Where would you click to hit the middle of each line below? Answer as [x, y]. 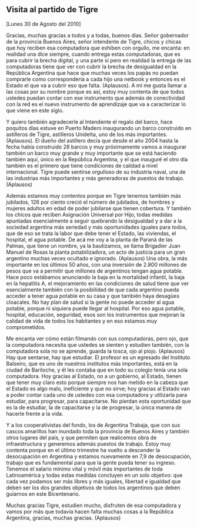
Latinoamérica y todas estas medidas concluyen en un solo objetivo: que [94, 475]
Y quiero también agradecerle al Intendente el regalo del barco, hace [89, 122]
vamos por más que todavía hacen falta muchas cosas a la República [90, 511]
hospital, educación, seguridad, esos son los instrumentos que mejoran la [96, 314]
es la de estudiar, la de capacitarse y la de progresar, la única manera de [94, 407]
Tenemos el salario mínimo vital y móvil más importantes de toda [84, 469]
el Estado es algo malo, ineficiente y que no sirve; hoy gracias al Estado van [98, 389]
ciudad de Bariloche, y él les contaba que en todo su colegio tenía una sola [97, 370]
